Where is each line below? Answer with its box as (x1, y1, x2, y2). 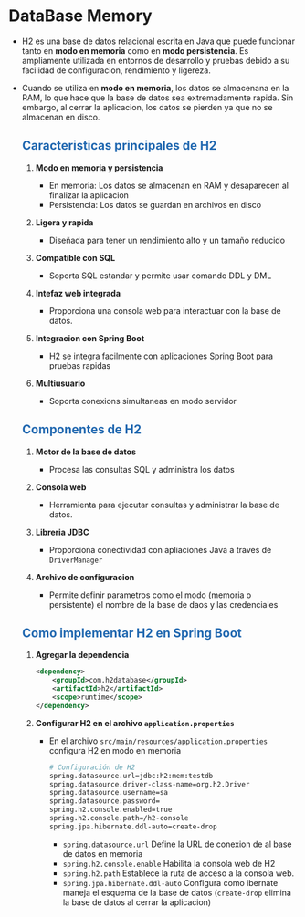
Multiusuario (35, 378, 86, 389)
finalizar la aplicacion (48, 189, 130, 201)
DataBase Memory (8, 5, 152, 26)
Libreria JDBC (35, 526, 89, 537)
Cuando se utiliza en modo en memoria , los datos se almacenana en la (21, 82, 289, 93)
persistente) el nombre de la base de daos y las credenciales (48, 599, 279, 610)
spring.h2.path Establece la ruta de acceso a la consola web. (62, 868, 295, 879)
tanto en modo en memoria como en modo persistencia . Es (21, 45, 249, 56)
